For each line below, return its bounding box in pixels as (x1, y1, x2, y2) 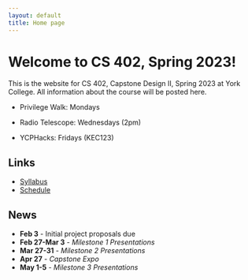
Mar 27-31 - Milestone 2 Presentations (19, 246, 146, 256)
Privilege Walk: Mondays (19, 103, 100, 112)
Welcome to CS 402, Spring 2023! (8, 53, 237, 71)
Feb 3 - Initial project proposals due (19, 230, 136, 239)
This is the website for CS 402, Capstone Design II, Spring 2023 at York (8, 79, 241, 88)
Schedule (19, 185, 51, 195)
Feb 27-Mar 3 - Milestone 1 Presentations (19, 237, 155, 247)
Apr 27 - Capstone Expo (19, 254, 100, 264)
